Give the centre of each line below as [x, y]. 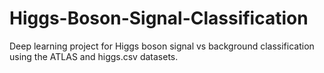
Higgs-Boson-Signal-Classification [159, 18]
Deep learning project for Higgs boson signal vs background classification [162, 46]
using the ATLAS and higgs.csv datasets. [94, 56]
